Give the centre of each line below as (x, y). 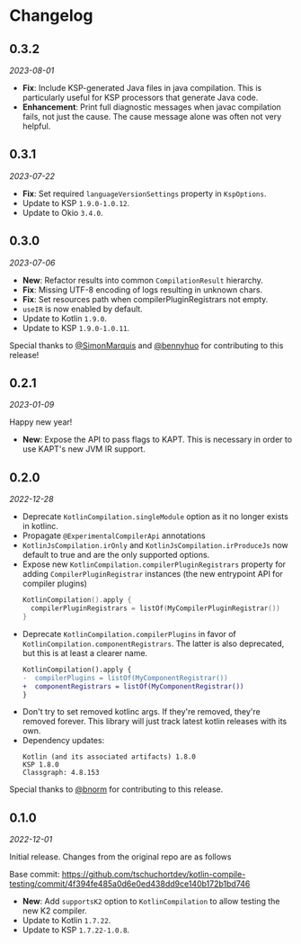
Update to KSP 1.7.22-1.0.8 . (76, 930)
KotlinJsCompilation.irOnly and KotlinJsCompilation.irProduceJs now (155, 545)
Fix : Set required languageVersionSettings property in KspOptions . (144, 193)
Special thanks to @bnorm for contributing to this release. (116, 789)
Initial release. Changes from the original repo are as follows (120, 857)
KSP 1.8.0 (41, 765)
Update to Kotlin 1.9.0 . (65, 318)
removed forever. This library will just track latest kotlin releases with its (155, 722)
